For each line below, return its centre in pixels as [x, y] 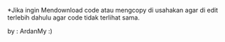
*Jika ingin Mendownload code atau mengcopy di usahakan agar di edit [113, 10]
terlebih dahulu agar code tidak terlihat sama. [73, 17]
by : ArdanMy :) [30, 31]
